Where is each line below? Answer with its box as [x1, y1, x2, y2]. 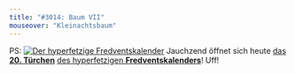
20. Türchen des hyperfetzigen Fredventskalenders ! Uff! [9, 55, 220, 65]
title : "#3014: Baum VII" [9, 12, 105, 22]
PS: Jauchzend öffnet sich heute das [9, 45, 286, 55]
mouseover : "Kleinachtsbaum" [9, 21, 117, 30]
